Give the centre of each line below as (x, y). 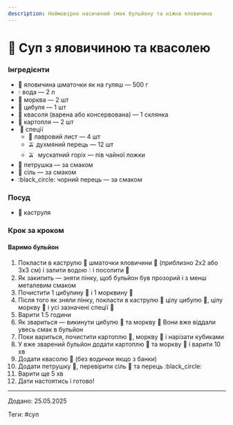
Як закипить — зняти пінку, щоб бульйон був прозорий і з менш (112, 277)
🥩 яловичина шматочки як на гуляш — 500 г (83, 85)
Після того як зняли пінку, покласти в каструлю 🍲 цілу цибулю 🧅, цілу (120, 300)
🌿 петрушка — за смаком (55, 165)
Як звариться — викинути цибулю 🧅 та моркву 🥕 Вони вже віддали (117, 322)
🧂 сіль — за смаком (47, 172)
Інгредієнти (29, 69)
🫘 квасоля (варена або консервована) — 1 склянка (93, 114)
